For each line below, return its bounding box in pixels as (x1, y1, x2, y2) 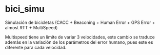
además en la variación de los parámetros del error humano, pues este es (5, 39, 153, 45)
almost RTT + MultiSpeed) (5, 24, 58, 30)
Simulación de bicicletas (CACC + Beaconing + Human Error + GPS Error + (5, 19, 155, 25)
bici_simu (5, 3, 45, 15)
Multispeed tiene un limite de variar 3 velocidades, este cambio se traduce (5, 34, 155, 40)
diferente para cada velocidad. (5, 44, 67, 50)
